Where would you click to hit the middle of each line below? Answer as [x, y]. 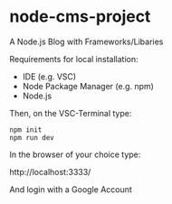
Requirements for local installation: [74, 59]
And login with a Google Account [71, 189]
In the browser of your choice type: [75, 154]
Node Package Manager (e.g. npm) [88, 86]
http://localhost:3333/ [50, 172]
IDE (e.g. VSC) [49, 76]
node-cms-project [80, 17]
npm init [26, 130]
